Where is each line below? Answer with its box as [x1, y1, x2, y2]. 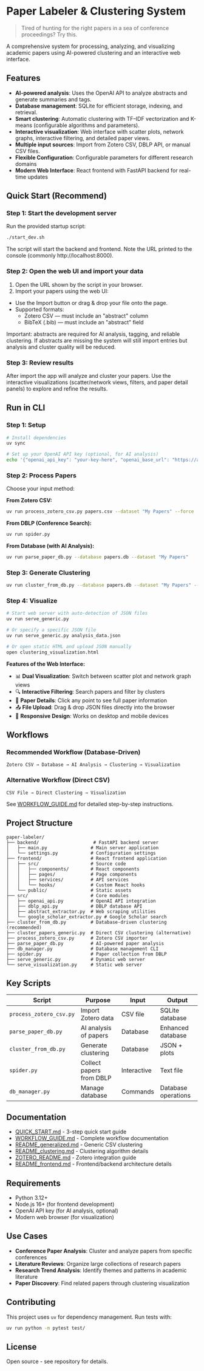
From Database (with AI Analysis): [6, 542, 95, 550]
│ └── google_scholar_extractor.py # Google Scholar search [6, 914, 167, 920]
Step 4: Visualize [6, 597, 58, 605]
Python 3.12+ [15, 1194, 48, 1201]
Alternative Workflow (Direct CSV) [6, 776, 110, 784]
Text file [160, 1066, 183, 1075]
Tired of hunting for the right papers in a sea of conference [21, 24, 169, 32]
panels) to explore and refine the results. [6, 385, 108, 392]
